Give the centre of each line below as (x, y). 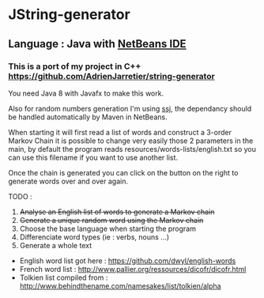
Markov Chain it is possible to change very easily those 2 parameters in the (131, 141)
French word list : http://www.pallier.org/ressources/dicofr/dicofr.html (133, 269)
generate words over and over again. (68, 181)
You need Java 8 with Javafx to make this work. (86, 93)
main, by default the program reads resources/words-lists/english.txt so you (132, 149)
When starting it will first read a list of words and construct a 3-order (120, 132)
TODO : (21, 196)
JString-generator (69, 15)
